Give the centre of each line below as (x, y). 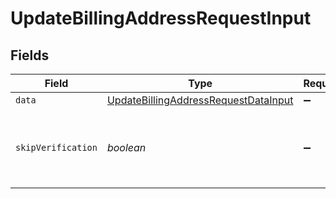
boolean (126, 147)
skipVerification (56, 147)
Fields (30, 55)
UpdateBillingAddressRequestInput (161, 18)
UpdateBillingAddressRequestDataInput (200, 100)
